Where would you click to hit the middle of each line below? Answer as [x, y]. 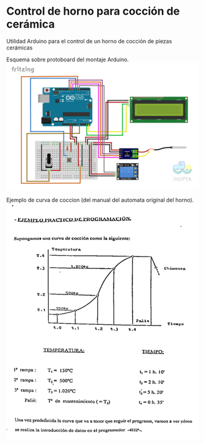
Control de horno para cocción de [93, 11]
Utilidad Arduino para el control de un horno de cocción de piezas [89, 41]
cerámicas [20, 48]
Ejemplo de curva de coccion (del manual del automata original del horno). [100, 200]
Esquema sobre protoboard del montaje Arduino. [68, 59]
